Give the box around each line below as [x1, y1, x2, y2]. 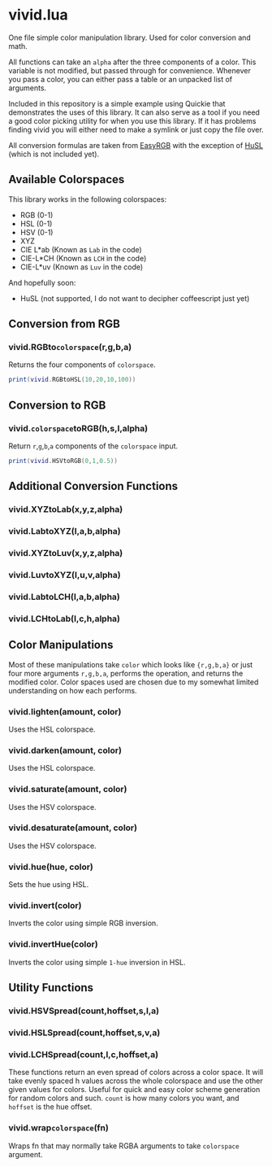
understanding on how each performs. [8, 685, 137, 695]
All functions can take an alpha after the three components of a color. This [8, 57, 257, 67]
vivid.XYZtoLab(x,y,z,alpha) [8, 504, 123, 515]
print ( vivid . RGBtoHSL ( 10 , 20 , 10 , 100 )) [8, 376, 136, 384]
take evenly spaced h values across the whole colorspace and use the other [8, 1076, 263, 1086]
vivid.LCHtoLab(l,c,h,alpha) [8, 613, 120, 624]
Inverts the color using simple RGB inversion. [8, 918, 158, 929]
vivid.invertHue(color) [8, 938, 99, 950]
